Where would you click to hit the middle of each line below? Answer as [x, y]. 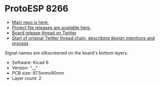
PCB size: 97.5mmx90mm [38, 73]
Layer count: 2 [27, 78]
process [20, 43]
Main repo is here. [30, 22]
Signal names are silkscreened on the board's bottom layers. [66, 53]
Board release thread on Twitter [44, 33]
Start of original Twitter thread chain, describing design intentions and [83, 38]
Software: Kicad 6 [30, 62]
